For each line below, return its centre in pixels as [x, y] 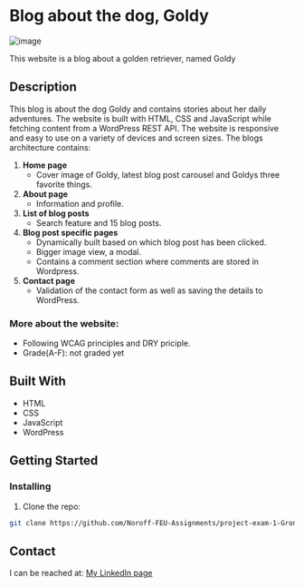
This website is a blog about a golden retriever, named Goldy [123, 58]
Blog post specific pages [70, 232]
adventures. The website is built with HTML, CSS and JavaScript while [140, 118]
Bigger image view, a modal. [89, 251]
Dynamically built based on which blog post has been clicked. [151, 242]
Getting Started [54, 460]
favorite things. [64, 184]
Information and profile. [80, 203]
